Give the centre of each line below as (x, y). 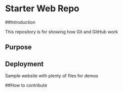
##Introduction (20, 22)
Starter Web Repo (42, 9)
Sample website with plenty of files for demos (52, 76)
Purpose (19, 47)
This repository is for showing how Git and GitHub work (61, 31)
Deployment (24, 64)
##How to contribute (26, 85)
